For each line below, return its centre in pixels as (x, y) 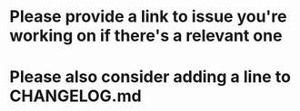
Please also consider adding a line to (150, 77)
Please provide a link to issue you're (148, 17)
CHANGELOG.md (76, 96)
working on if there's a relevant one (146, 36)
